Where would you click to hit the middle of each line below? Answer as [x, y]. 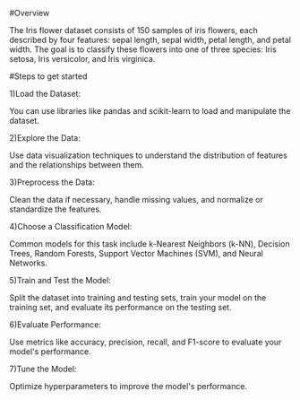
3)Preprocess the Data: [52, 182]
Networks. [28, 263]
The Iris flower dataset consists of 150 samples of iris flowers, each [133, 30]
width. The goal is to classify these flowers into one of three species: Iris [143, 49]
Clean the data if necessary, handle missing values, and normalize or [137, 200]
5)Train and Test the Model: [60, 280]
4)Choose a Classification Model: [71, 226]
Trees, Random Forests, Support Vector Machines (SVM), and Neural [137, 253]
